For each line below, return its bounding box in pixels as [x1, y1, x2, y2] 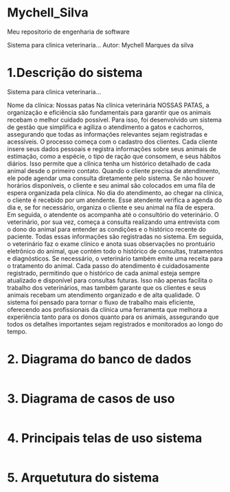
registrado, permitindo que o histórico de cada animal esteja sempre [7, 269, 200, 277]
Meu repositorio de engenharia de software [7, 27, 130, 36]
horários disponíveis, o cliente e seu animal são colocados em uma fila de [7, 181, 216, 190]
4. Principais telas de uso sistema [7, 430, 203, 446]
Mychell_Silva [7, 5, 89, 21]
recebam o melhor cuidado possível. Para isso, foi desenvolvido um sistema [7, 115, 222, 124]
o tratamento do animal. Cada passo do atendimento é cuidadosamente [7, 261, 209, 269]
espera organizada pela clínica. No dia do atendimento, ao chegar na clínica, [7, 188, 224, 197]
